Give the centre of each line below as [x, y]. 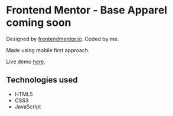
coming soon [39, 23]
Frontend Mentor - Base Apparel [87, 10]
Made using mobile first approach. [48, 50]
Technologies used [42, 80]
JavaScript [28, 107]
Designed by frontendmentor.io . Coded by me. [63, 39]
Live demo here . [26, 62]
